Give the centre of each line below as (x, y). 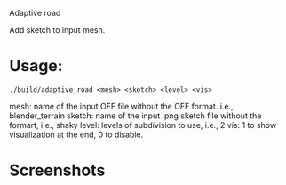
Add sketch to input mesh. (57, 30)
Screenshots (57, 170)
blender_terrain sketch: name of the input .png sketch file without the (135, 116)
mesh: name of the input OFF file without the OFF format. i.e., (121, 106)
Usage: (36, 66)
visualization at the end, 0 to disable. (76, 134)
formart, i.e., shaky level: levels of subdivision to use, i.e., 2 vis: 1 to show (143, 125)
